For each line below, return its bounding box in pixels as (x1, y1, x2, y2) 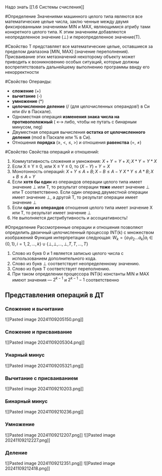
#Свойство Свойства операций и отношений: (5, 149, 99, 155)
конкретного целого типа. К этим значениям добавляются (5, 29, 126, 34)
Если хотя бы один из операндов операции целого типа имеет (12, 179, 143, 185)
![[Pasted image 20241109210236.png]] (5, 409, 84, 415)
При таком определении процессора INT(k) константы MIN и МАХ (12, 271, 149, 277)
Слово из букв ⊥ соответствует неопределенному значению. (12, 260, 140, 266)
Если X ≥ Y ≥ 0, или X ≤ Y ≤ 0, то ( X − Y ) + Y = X (12, 163, 110, 169)
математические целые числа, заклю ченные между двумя (5, 19, 129, 24)
